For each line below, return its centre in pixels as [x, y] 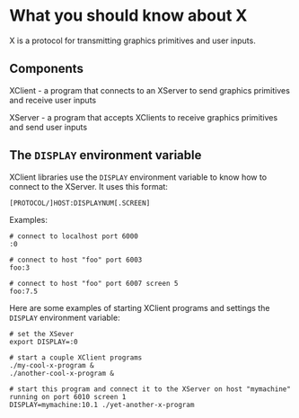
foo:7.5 [24, 291]
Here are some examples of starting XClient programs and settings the [140, 307]
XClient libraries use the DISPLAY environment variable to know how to [138, 177]
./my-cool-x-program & [52, 365]
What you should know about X [128, 16]
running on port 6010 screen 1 [68, 396]
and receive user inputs [53, 100]
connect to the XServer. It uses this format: [89, 186]
